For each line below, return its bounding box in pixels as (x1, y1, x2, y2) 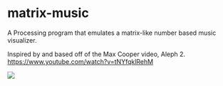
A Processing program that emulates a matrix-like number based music (7, 28, 217, 37)
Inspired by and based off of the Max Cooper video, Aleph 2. (7, 50, 186, 58)
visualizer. (7, 36, 37, 44)
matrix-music (7, 5, 89, 21)
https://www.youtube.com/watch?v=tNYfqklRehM (7, 57, 154, 65)
